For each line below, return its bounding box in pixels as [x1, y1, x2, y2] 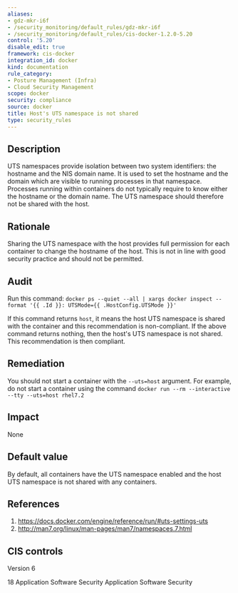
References [7, 497, 60, 510]
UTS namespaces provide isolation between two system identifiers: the [7, 162, 217, 171]
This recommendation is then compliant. [7, 337, 126, 346]
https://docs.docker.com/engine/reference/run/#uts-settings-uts [17, 517, 209, 525]
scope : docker [7, 90, 50, 97]
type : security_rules [7, 116, 72, 123]
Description [7, 143, 61, 156]
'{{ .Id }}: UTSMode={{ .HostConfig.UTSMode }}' [29, 302, 177, 309]
